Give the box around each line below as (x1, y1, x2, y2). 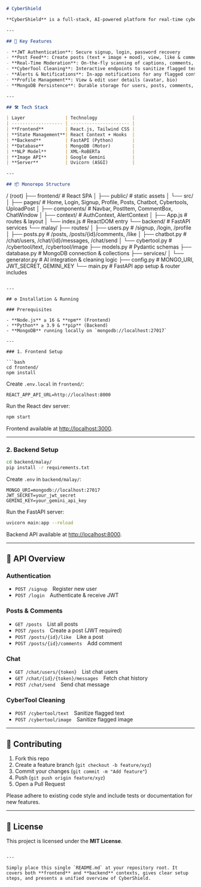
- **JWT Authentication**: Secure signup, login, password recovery (6, 49, 181, 55)
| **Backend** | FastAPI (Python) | (6, 137, 135, 144)
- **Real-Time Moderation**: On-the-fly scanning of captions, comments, (6, 60, 194, 66)
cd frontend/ (6, 365, 39, 371)
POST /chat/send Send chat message (14, 681, 109, 688)
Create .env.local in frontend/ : (6, 380, 84, 387)
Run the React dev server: (6, 402, 71, 410)
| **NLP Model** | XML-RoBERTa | (6, 148, 135, 154)
